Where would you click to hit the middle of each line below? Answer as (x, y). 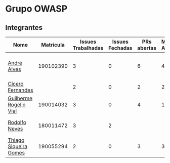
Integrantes (24, 28)
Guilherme (20, 98)
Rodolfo (17, 122)
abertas (147, 48)
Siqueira (18, 146)
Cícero (16, 84)
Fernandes (20, 90)
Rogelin (17, 105)
